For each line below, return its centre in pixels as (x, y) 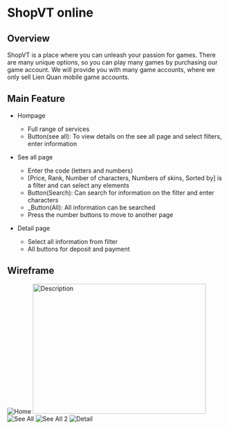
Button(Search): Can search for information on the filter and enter (121, 193)
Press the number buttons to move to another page (100, 214)
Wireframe (31, 271)
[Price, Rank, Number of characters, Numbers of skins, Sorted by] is (125, 177)
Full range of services (58, 129)
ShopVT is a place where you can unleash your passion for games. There (111, 55)
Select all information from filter (73, 241)
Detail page (34, 228)
